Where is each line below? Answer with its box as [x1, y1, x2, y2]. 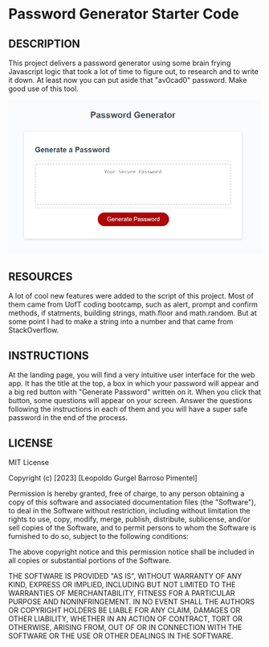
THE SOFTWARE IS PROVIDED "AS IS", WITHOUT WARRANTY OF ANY [8, 571, 243, 580]
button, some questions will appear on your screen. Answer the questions [8, 396, 253, 406]
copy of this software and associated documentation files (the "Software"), [8, 497, 257, 507]
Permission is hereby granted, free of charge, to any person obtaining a [8, 488, 245, 498]
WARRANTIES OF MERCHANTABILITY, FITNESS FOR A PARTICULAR [8, 588, 235, 598]
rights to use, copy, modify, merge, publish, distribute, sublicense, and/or [8, 514, 251, 524]
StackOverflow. [8, 325, 59, 335]
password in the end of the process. [8, 413, 128, 422]
